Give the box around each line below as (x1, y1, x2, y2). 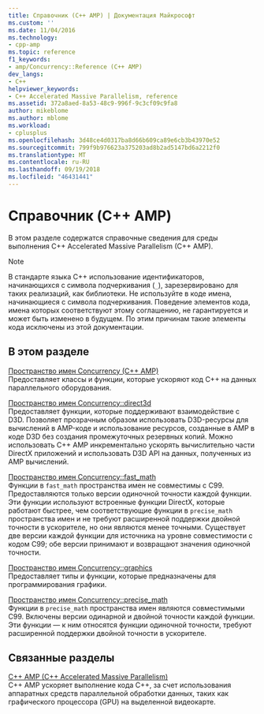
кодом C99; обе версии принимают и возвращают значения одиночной (8, 539, 251, 548)
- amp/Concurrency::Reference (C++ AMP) (8, 63, 143, 71)
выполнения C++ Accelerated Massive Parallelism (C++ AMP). (8, 241, 214, 251)
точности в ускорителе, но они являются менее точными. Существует (8, 522, 246, 532)
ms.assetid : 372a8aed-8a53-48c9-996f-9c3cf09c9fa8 (8, 99, 178, 107)
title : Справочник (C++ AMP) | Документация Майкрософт (8, 11, 195, 20)
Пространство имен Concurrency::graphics (8, 563, 153, 572)
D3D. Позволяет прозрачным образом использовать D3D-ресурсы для (8, 415, 249, 424)
